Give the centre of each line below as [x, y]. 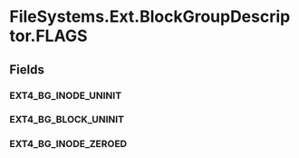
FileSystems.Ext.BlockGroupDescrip [150, 17]
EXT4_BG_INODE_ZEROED [68, 144]
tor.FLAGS [48, 36]
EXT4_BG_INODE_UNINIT [66, 95]
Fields [27, 69]
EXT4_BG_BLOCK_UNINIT [67, 120]
